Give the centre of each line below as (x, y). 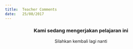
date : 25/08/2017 (25, 14)
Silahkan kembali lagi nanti (81, 41)
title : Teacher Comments (31, 9)
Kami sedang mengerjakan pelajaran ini (81, 31)
